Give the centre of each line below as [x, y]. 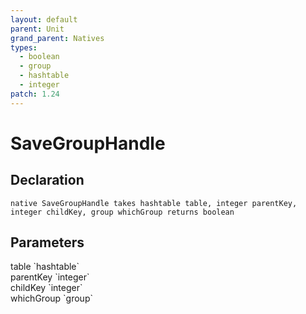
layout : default [44, 19]
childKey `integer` [46, 288]
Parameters [47, 242]
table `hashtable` [45, 267]
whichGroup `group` [51, 298]
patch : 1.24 [35, 94]
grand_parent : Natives [57, 38]
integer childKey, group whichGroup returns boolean [122, 212]
